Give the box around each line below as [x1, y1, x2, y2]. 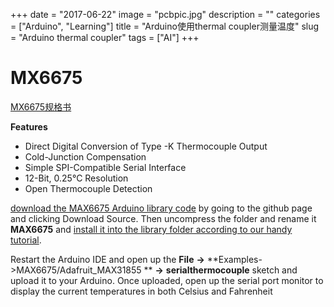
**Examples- [206, 253, 263, 265]
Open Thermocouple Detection [24, 182, 153, 194]
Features [10, 120, 48, 133]
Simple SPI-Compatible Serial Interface [24, 161, 187, 173]
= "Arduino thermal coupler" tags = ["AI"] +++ [10, 32, 200, 43]
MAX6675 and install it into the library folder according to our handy [10, 223, 293, 235]
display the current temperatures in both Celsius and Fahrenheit [10, 285, 273, 297]
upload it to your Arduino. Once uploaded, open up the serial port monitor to [10, 274, 324, 286]
